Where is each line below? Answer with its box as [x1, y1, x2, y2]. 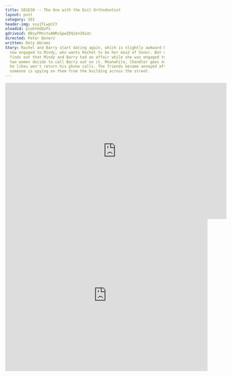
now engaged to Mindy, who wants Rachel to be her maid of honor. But [10, 50, 162, 55]
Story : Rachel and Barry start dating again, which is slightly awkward [5, 45, 162, 50]
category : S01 [5, 17, 35, 22]
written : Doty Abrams [5, 41, 51, 46]
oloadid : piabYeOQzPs [5, 26, 51, 31]
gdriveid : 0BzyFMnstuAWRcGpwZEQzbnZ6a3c [5, 31, 92, 36]
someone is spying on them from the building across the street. [10, 69, 151, 74]
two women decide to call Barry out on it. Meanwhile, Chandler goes [10, 59, 159, 64]
